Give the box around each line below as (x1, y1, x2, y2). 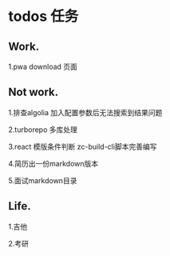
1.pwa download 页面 (8, 62, 78, 71)
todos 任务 (8, 7, 79, 26)
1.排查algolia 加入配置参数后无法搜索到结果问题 (8, 107, 163, 117)
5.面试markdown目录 (8, 175, 77, 185)
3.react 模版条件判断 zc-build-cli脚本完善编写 (8, 142, 157, 151)
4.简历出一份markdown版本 (8, 158, 99, 168)
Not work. (8, 86, 59, 99)
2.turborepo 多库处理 (8, 125, 77, 134)
